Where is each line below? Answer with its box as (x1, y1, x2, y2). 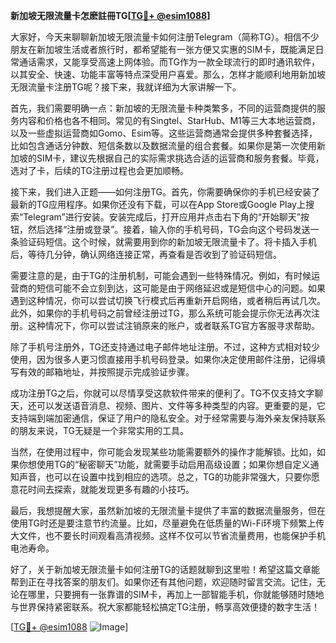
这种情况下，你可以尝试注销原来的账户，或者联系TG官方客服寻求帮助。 (27, 320, 321, 331)
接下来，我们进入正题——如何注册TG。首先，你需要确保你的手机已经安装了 (10, 186, 321, 198)
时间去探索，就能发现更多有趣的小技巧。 (27, 484, 195, 495)
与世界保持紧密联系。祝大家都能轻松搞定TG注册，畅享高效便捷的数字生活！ (10, 601, 321, 613)
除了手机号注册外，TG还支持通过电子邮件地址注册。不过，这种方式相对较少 (10, 341, 321, 353)
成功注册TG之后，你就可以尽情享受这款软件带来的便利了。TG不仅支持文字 (10, 387, 315, 399)
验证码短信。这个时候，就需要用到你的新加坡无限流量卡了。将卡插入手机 (18, 236, 317, 248)
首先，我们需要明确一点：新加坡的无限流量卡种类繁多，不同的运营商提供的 (10, 102, 317, 114)
